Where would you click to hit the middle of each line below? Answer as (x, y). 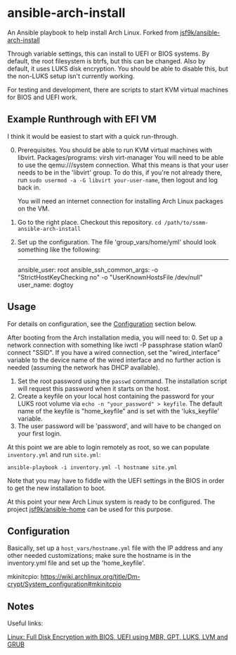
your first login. (39, 433)
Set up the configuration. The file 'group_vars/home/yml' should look (117, 242)
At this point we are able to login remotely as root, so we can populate (108, 447)
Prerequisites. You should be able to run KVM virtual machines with (115, 150)
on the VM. (33, 208)
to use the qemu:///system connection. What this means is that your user (123, 165)
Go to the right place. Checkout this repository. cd (89, 222)
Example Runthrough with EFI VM (82, 119)
